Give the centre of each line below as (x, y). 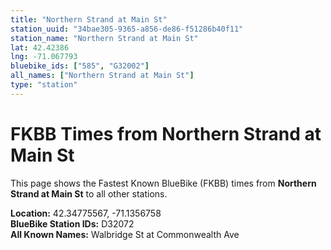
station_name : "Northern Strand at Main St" (104, 38)
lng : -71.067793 (44, 57)
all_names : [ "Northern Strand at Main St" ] (102, 76)
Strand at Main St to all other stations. (89, 193)
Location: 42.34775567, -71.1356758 (86, 213)
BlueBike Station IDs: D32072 (72, 223)
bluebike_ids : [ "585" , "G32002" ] (80, 66)
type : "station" (44, 85)
